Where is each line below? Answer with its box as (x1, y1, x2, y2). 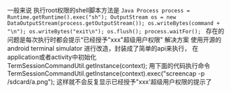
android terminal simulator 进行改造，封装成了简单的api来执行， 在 (7, 44, 199, 52)
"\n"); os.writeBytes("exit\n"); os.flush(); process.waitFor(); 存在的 (7, 27, 225, 35)
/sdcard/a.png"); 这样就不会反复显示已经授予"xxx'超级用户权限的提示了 (7, 78, 212, 85)
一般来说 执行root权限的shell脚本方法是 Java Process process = (7, 6, 191, 14)
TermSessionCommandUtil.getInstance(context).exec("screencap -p (7, 69, 205, 78)
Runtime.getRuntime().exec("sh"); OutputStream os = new (7, 14, 177, 21)
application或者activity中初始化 (7, 53, 97, 61)
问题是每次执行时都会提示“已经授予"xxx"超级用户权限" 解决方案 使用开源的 (7, 35, 222, 44)
